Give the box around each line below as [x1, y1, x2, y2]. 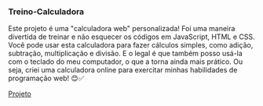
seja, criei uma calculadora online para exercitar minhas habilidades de [8, 65, 238, 75]
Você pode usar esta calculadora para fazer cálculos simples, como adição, [8, 41, 254, 50]
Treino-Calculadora [8, 6, 85, 17]
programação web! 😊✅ [8, 73, 85, 83]
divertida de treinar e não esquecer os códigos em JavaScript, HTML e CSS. [8, 32, 255, 41]
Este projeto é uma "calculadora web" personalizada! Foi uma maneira [8, 24, 236, 34]
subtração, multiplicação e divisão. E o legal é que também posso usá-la [8, 49, 243, 58]
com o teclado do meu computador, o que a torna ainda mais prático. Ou [8, 57, 243, 66]
